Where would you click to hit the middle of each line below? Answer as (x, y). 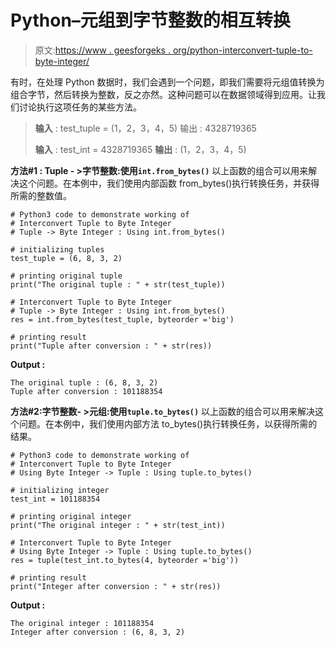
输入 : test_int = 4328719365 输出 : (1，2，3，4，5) (140, 149)
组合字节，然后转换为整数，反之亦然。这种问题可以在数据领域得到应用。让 (163, 94)
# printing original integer (71, 516)
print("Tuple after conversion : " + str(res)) (111, 346)
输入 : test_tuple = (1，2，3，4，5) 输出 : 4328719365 (145, 128)
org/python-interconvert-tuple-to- (242, 50)
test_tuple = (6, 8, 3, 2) (66, 258)
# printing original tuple (66, 276)
